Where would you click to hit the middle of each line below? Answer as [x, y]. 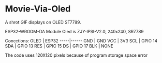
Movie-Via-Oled [38, 9]
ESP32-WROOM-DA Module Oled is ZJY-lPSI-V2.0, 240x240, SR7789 [74, 31]
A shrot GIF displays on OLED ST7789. [43, 22]
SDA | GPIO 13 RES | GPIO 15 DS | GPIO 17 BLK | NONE [59, 46]
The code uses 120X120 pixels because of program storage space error [76, 55]
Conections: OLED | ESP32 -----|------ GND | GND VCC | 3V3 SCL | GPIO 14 [81, 41]
